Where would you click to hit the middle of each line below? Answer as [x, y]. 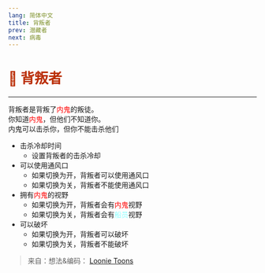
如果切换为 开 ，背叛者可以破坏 [80, 234]
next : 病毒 [25, 37]
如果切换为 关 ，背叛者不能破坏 [80, 244]
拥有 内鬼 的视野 [44, 195]
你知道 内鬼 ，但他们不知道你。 [56, 120]
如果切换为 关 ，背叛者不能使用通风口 [90, 185]
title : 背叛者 [30, 23]
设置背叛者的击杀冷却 [66, 156]
